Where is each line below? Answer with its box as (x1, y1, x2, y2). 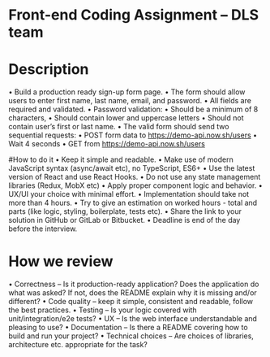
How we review (8, 252, 114, 271)
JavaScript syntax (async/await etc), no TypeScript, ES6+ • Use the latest (8, 163, 255, 173)
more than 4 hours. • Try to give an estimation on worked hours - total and (8, 198, 258, 208)
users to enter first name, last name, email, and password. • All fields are (8, 96, 251, 106)
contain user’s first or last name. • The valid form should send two (8, 122, 229, 132)
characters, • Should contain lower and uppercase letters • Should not (8, 113, 245, 123)
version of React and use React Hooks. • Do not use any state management (8, 172, 261, 182)
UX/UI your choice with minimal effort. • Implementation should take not (8, 189, 250, 199)
